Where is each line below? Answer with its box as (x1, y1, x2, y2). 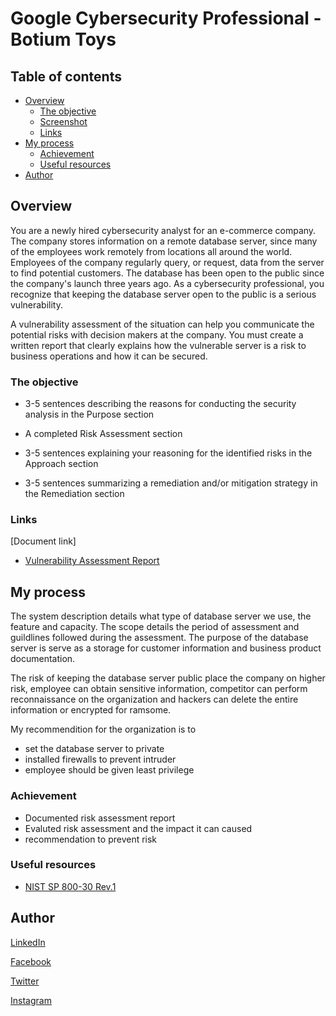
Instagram (10, 994, 52, 1006)
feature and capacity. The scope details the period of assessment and (10, 621, 300, 633)
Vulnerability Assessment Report (24, 555, 160, 567)
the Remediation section (24, 488, 125, 500)
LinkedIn (10, 936, 46, 948)
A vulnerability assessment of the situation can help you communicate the (10, 318, 315, 330)
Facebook (10, 955, 52, 967)
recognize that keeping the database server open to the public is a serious (10, 288, 317, 300)
